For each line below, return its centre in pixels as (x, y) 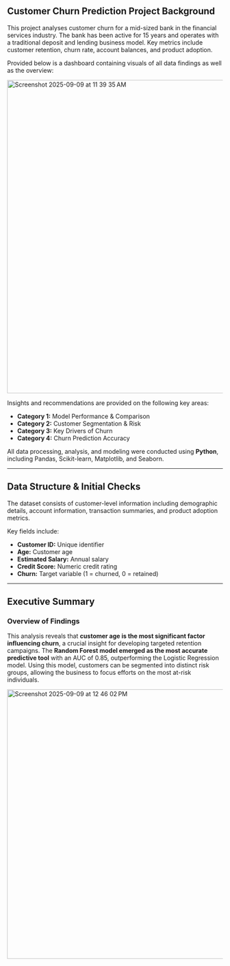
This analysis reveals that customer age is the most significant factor (106, 636)
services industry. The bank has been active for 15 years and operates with (113, 35)
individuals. (23, 680)
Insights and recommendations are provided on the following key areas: (108, 403)
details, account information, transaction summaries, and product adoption (112, 510)
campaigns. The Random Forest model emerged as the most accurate (107, 651)
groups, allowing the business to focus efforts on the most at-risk (99, 673)
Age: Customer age (45, 551)
